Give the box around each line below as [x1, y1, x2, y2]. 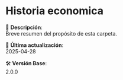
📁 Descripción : [5, 24, 43, 31]
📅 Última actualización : [5, 41, 63, 49]
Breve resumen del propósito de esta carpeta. [5, 30, 118, 37]
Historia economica [5, 4, 104, 18]
